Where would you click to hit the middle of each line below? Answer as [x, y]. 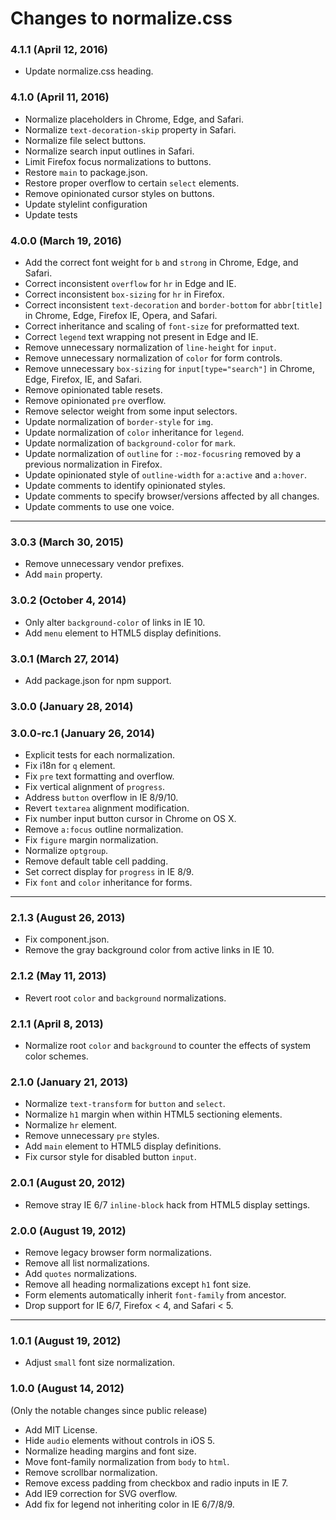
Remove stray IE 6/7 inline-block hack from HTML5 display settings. [167, 1204]
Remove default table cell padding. [96, 861]
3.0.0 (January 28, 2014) [72, 706]
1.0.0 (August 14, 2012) [67, 1389]
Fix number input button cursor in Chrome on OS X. [130, 819]
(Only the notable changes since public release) [109, 1410]
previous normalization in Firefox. [93, 464]
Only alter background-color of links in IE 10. [115, 622]
